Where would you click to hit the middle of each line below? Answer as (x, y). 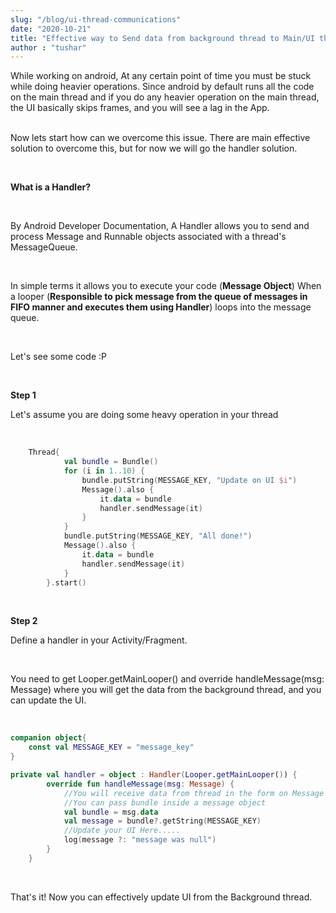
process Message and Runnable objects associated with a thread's (148, 237)
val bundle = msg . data (111, 812)
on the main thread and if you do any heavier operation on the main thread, (165, 97)
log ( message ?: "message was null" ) (140, 840)
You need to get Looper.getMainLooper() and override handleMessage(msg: (167, 679)
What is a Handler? (51, 187)
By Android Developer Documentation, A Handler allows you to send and (160, 226)
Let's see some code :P (59, 357)
